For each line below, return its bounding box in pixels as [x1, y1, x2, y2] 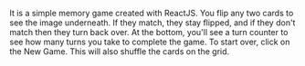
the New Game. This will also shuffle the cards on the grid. [9, 46, 230, 57]
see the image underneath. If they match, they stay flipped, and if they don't [9, 17, 296, 28]
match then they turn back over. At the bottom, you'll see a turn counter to [9, 27, 289, 37]
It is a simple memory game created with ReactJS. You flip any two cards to [9, 8, 294, 18]
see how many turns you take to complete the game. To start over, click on [9, 36, 290, 47]
